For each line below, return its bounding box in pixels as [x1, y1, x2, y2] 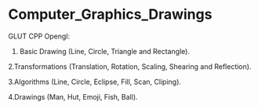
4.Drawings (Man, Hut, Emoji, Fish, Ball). [8, 92, 139, 101]
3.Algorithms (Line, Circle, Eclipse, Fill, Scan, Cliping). [8, 77, 182, 86]
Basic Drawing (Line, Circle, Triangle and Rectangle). [19, 46, 191, 56]
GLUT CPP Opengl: [8, 31, 71, 41]
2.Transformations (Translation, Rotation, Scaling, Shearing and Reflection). [8, 61, 252, 71]
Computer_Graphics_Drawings [8, 5, 213, 24]
